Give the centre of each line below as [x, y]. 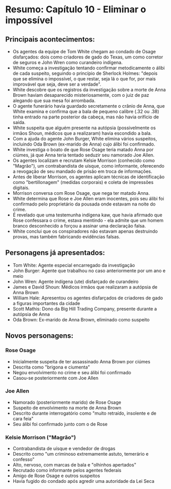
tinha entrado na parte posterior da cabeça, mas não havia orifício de [86, 117]
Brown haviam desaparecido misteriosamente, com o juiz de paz [81, 95]
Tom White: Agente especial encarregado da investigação [74, 265]
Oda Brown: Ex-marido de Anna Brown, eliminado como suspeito [81, 319]
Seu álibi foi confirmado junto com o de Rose [60, 424]
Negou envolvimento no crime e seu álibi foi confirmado [72, 372]
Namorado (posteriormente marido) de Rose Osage [67, 402]
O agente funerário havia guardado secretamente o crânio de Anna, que [89, 106]
